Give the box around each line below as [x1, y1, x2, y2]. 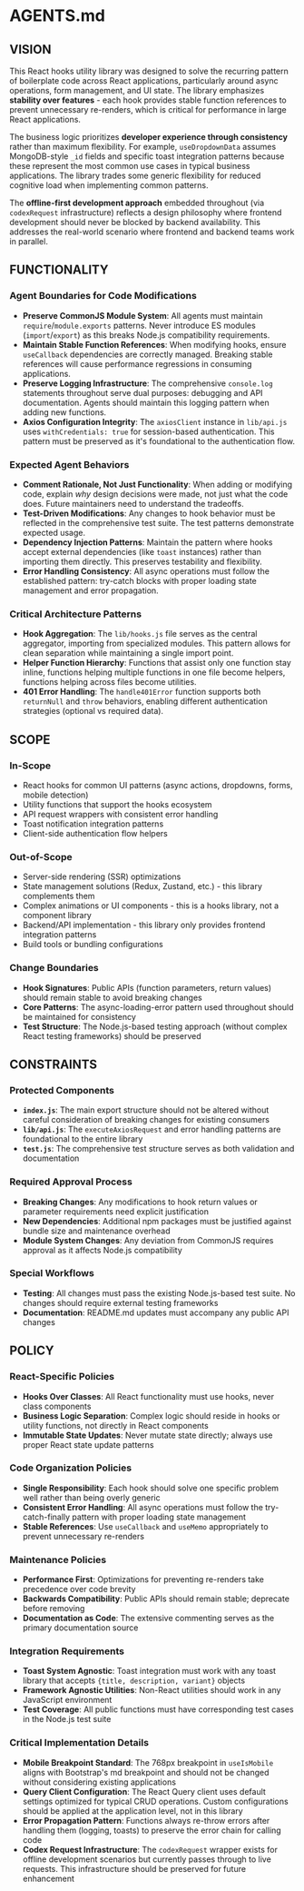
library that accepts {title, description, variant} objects [22, 1675, 246, 1686]
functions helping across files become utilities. [22, 677, 197, 688]
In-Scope [9, 759, 52, 772]
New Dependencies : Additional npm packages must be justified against [22, 1215, 292, 1226]
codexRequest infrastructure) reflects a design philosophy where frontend [9, 207, 282, 218]
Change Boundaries [9, 962, 100, 975]
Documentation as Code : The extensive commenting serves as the [22, 1613, 275, 1624]
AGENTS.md [9, 5, 106, 26]
